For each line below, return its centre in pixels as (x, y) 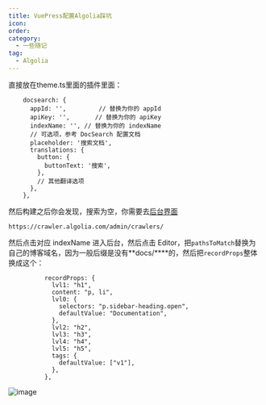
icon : (17, 23)
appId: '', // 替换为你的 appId (95, 109)
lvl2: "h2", (71, 328)
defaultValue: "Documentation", (113, 313)
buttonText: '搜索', (77, 165)
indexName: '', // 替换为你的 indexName (95, 126)
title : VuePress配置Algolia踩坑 (60, 16)
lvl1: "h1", (71, 285)
